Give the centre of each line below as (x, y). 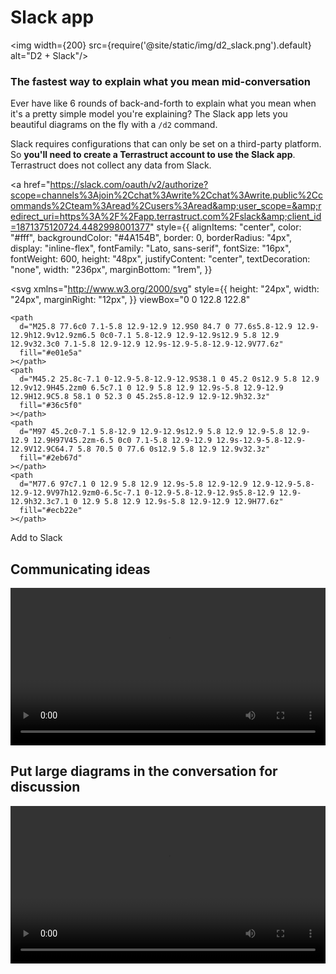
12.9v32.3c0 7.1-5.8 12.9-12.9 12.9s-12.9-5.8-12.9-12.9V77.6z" (147, 344)
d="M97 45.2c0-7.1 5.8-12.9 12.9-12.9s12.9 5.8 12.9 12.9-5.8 (151, 432)
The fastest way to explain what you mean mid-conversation (160, 81)
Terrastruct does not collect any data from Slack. (111, 165)
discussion (45, 787)
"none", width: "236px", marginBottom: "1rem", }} (111, 270)
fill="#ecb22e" (51, 511)
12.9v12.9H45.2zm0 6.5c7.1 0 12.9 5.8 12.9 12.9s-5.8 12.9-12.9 (147, 388)
